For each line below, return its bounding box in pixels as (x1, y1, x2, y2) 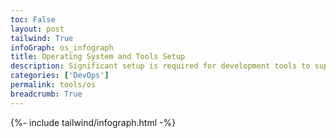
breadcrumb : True (10, 89, 83, 99)
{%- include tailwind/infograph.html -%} (10, 116, 177, 128)
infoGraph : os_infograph (10, 42, 114, 53)
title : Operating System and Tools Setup (10, 52, 186, 62)
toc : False (10, 14, 56, 25)
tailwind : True (10, 33, 74, 43)
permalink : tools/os (10, 80, 97, 90)
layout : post (10, 24, 65, 34)
